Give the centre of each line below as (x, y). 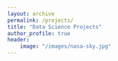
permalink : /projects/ (40, 20)
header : (19, 40)
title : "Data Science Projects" (54, 27)
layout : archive (31, 14)
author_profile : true (39, 33)
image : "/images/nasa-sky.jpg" (66, 46)
